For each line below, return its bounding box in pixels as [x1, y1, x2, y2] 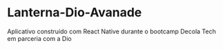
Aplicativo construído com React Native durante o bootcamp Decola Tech [7, 27, 216, 35]
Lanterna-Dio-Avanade [7, 5, 142, 20]
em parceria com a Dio [7, 34, 72, 42]
